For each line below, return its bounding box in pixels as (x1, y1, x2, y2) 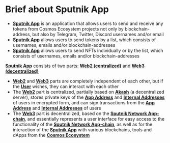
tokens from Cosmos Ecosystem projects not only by (12, 25, 124, 32)
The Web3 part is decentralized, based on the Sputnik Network (12, 110, 148, 117)
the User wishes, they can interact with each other (12, 83, 119, 90)
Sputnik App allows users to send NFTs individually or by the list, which (12, 47, 163, 53)
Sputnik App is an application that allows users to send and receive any (12, 20, 163, 26)
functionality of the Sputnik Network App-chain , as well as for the (12, 121, 153, 127)
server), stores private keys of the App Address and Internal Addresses (12, 94, 165, 100)
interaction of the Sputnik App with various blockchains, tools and (12, 126, 152, 133)
